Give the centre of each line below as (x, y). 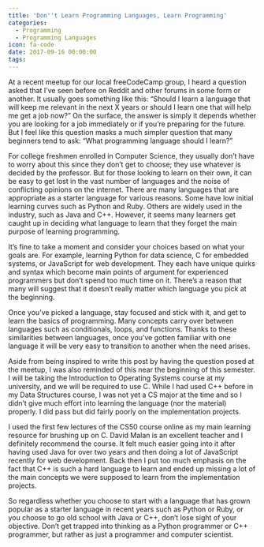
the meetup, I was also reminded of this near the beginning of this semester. (132, 369)
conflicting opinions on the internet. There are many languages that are (123, 189)
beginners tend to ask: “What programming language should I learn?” (121, 140)
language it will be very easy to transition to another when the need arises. (129, 346)
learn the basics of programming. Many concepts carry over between (121, 320)
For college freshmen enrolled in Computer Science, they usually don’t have (131, 155)
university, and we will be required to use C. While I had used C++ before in (131, 386)
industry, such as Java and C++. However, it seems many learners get (122, 215)
